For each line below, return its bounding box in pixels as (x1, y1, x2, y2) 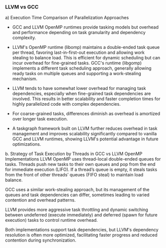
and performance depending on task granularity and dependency (12, 30, 146, 36)
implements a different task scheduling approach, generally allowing (12, 65, 152, 71)
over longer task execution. (12, 116, 68, 122)
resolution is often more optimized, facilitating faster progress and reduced (5, 232, 158, 238)
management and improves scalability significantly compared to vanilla (12, 131, 157, 137)
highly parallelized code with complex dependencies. (12, 101, 121, 107)
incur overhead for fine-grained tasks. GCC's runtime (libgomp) (12, 60, 142, 66)
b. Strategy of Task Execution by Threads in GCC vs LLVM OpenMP (5, 151, 142, 157)
